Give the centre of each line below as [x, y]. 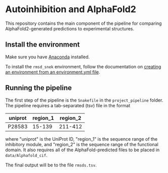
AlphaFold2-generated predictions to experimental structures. [70, 28]
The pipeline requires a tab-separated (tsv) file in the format [68, 105]
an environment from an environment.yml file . [53, 72]
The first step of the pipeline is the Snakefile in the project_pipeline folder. [84, 100]
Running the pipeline [38, 88]
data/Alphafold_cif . [26, 155]
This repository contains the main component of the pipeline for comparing [83, 23]
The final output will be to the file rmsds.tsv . [51, 165]
